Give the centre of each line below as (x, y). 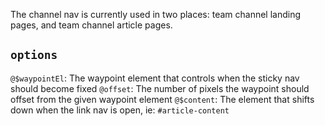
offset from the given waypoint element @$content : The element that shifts (162, 99)
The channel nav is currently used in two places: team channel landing (156, 14)
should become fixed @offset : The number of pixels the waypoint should (160, 88)
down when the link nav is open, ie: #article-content (120, 110)
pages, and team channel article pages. (91, 25)
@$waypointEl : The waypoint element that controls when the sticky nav (155, 78)
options (34, 55)
